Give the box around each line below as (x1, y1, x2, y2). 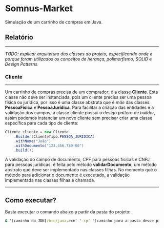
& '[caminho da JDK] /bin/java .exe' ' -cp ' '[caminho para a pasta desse (5, 218, 154, 224)
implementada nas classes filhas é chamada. (5, 177, 95, 183)
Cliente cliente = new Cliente (5, 130, 69, 135)
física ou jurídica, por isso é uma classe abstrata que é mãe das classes (5, 100, 150, 105)
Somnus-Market (5, 3, 73, 14)
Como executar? (5, 196, 57, 204)
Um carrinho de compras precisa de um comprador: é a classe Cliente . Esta (5, 89, 158, 95)
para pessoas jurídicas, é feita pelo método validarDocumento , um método (5, 162, 157, 167)
